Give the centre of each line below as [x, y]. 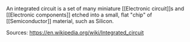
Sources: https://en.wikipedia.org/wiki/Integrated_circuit [75, 33]
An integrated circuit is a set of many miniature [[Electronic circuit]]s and [95, 9]
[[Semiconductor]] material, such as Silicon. [60, 21]
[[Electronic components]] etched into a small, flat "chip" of [79, 15]
